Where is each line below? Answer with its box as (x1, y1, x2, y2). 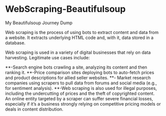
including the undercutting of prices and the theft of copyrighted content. (5, 90, 155, 96)
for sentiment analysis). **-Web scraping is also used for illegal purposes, (5, 85, 157, 91)
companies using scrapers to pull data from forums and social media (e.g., (5, 80, 157, 86)
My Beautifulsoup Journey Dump (5, 20, 73, 26)
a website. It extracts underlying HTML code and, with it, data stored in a (5, 35, 154, 40)
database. (5, 39, 26, 45)
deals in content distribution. (5, 106, 63, 112)
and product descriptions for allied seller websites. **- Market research (5, 75, 151, 80)
